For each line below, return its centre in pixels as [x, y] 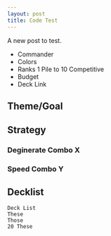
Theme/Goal [35, 106]
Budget [28, 76]
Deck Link [32, 84]
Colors [27, 61]
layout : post [26, 14]
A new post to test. [34, 40]
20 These [20, 226]
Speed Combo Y [35, 169]
